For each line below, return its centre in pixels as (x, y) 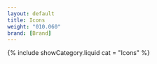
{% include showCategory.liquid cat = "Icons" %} (79, 53)
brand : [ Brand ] (29, 33)
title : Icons (26, 20)
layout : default (31, 14)
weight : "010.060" (34, 26)
